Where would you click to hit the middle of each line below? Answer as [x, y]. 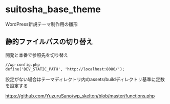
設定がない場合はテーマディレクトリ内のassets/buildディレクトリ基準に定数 [85, 79]
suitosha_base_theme [53, 9]
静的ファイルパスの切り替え [49, 42]
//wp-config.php [23, 65]
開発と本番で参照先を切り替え [37, 55]
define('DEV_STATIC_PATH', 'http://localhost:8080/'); [65, 69]
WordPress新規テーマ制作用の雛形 [42, 24]
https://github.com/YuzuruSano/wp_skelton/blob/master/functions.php [80, 96]
